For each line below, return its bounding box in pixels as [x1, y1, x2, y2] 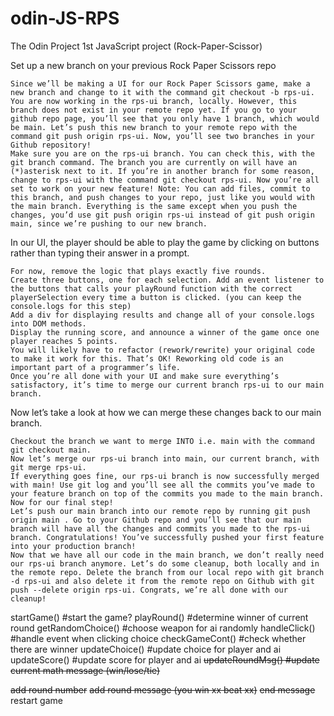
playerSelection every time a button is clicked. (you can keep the [10, 292, 302, 302]
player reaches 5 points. [10, 336, 118, 346]
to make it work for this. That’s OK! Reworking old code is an [10, 353, 284, 364]
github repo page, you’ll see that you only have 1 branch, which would [10, 113, 320, 124]
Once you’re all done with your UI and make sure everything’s [10, 371, 280, 381]
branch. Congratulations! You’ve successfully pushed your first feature [10, 532, 325, 542]
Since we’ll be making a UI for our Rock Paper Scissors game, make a [10, 78, 311, 89]
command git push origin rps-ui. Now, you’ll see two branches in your [10, 131, 315, 141]
